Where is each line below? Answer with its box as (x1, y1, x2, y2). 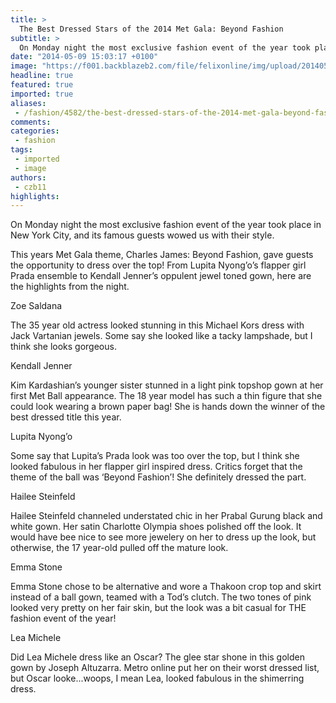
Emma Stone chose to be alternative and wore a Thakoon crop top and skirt (10, 581, 322, 593)
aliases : (10, 98, 47, 108)
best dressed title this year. (10, 411, 122, 423)
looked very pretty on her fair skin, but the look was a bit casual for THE (10, 602, 307, 614)
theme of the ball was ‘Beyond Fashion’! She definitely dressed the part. (10, 471, 307, 483)
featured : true (10, 80, 74, 90)
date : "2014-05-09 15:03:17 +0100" (10, 52, 159, 62)
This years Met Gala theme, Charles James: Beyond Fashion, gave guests (10, 249, 314, 261)
